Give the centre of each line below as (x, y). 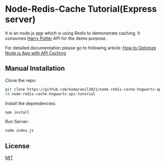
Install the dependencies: (31, 103)
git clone (15, 89)
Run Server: (17, 122)
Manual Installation (35, 69)
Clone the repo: (21, 80)
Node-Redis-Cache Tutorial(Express (81, 9)
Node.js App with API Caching (36, 53)
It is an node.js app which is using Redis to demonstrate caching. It (73, 33)
